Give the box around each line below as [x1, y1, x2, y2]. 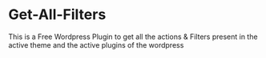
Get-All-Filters [8, 6, 107, 24]
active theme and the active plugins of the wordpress [8, 40, 184, 49]
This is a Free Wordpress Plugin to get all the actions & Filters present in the [8, 32, 258, 41]
